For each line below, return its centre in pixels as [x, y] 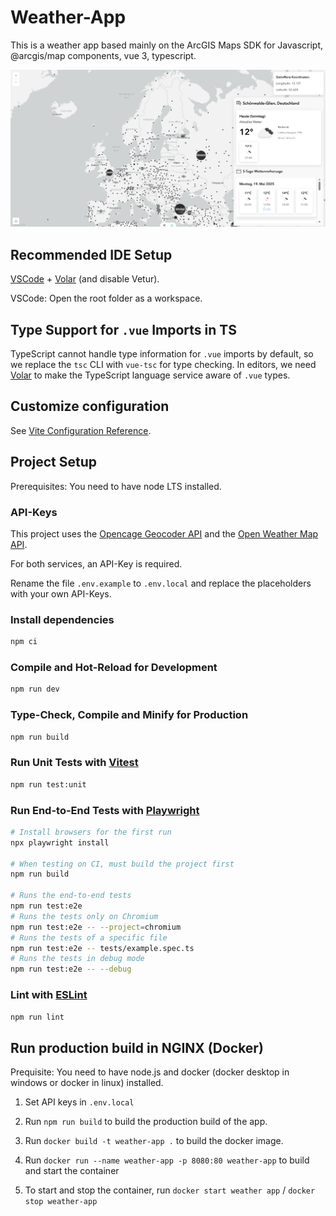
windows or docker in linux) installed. [87, 1083]
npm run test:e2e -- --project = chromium [96, 927]
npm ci [24, 642]
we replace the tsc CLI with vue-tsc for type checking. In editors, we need [163, 365]
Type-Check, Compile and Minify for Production [129, 715]
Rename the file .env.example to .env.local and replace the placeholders [161, 583]
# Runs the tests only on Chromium [84, 916]
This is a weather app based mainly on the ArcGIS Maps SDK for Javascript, [167, 45]
